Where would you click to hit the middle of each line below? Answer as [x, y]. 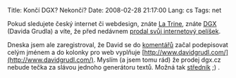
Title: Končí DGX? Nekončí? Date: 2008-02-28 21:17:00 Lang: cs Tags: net [114, 10]
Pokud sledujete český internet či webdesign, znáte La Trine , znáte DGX [112, 24]
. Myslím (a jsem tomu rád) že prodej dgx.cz [157, 60]
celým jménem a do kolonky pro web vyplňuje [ [76, 52]
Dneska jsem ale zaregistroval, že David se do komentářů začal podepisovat [118, 45]
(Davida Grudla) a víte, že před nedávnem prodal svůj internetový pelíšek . [114, 31]
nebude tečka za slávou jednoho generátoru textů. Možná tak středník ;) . [114, 67]
